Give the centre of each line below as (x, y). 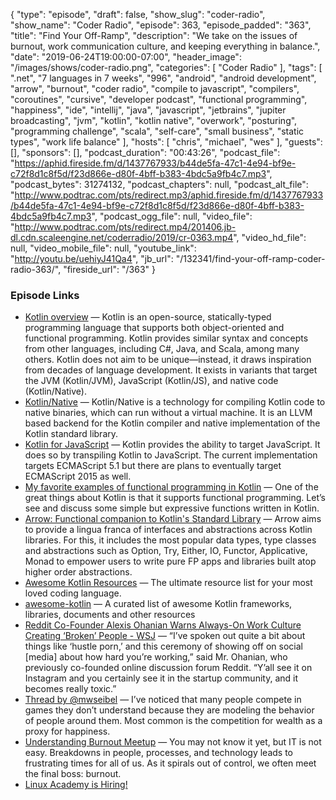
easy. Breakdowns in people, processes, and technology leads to (159, 753)
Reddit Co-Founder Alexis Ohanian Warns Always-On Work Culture (163, 625)
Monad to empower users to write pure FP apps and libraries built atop (170, 561)
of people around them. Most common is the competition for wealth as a (173, 721)
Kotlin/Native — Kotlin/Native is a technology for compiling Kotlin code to (175, 402)
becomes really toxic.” (70, 689)
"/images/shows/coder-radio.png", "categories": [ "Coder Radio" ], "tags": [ (166, 67)
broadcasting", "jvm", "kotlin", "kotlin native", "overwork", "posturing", (154, 120)
